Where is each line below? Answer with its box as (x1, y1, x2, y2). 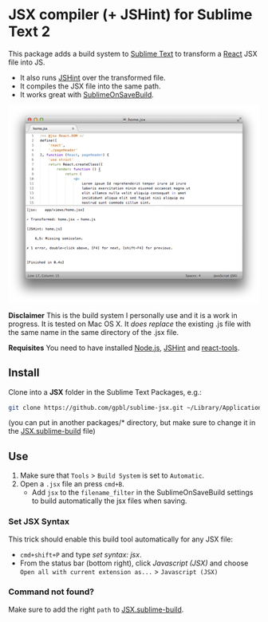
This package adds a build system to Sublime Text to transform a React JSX (8, 49, 258, 58)
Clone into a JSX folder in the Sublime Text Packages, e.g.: (8, 387, 202, 396)
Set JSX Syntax (8, 516, 70, 527)
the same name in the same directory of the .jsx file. (8, 327, 179, 337)
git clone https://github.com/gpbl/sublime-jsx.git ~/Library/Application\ (8, 404, 266, 411)
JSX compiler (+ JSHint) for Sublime (8, 6, 253, 24)
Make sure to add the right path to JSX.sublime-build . (8, 604, 184, 614)
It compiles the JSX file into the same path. (19, 81, 161, 91)
